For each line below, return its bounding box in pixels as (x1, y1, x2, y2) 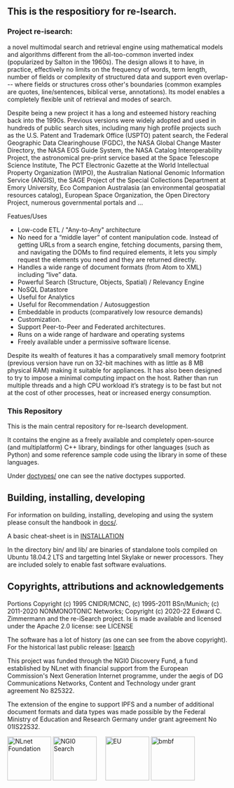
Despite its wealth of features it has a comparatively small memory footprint (7, 351, 226, 359)
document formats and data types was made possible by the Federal (7, 707, 206, 716)
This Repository (7, 406, 63, 415)
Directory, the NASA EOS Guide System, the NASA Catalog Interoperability (7, 146, 222, 154)
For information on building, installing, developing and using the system (7, 510, 214, 519)
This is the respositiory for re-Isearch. (7, 6, 177, 18)
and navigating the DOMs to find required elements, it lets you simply (17, 247, 217, 256)
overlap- (203, 72, 228, 81)
